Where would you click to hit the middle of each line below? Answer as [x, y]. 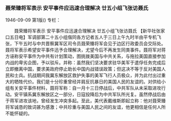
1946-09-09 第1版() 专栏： [33, 20]
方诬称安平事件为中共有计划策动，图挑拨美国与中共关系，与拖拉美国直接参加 [85, 56]
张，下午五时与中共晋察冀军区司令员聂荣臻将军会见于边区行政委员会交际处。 [85, 44]
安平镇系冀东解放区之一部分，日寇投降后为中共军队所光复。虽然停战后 [88, 95]
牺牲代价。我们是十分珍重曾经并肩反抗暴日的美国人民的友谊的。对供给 [88, 82]
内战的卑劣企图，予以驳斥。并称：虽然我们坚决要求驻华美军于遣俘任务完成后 [85, 63]
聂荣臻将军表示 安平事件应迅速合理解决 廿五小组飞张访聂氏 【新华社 [85, 31]
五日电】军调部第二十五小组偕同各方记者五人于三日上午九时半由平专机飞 [85, 37]
